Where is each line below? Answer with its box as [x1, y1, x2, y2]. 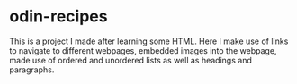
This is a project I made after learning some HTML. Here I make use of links [9, 36, 289, 46]
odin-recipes [9, 6, 108, 27]
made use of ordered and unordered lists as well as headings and [9, 55, 252, 65]
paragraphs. [9, 64, 55, 75]
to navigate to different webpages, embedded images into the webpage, [9, 45, 277, 55]
